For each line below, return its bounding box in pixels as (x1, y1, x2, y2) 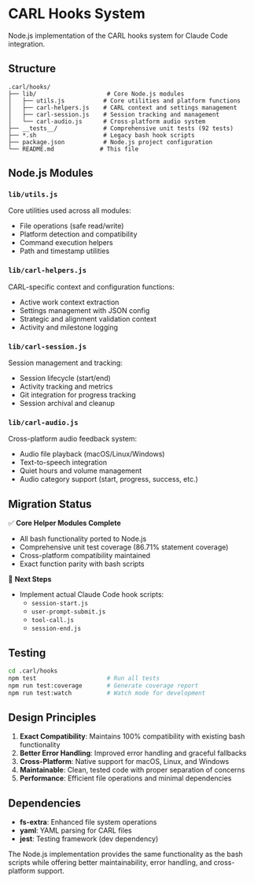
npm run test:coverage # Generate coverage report (8, 681, 199, 690)
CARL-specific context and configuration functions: (8, 281, 175, 292)
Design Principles (8, 710, 97, 724)
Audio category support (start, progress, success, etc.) (19, 475, 199, 484)
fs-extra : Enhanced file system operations (19, 818, 157, 827)
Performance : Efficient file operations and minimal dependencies (19, 773, 232, 783)
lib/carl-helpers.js (8, 266, 87, 275)
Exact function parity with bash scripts (19, 559, 145, 568)
